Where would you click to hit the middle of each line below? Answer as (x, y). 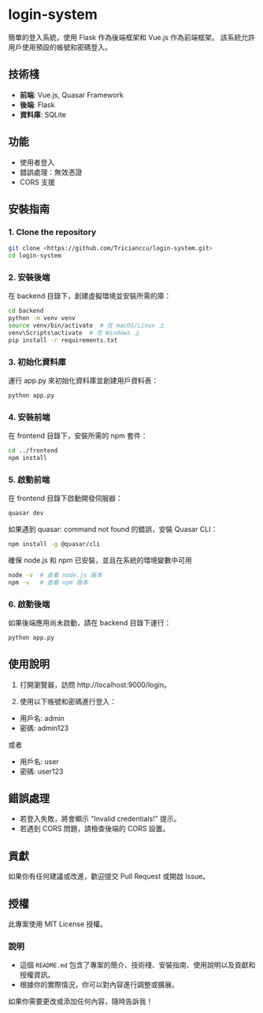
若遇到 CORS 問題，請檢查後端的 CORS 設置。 (94, 829)
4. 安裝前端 (29, 417)
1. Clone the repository (52, 232)
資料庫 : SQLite (43, 114)
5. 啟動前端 (29, 480)
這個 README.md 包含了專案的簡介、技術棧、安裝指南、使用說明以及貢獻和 (137, 965)
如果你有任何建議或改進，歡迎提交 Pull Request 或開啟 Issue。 (109, 877)
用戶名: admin (42, 718)
